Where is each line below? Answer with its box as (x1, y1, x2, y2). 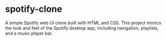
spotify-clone (5, 3, 62, 15)
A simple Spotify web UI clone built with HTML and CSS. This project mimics (5, 20, 162, 26)
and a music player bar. (5, 30, 53, 36)
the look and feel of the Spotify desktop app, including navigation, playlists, (5, 25, 159, 31)
